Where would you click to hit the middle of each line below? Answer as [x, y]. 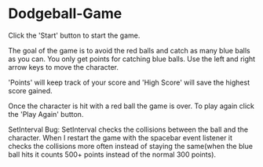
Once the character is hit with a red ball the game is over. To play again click [131, 106]
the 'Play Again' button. [46, 114]
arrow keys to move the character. [64, 67]
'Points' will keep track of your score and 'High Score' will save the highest [129, 82]
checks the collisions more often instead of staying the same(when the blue [131, 146]
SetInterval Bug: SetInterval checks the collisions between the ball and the [128, 129]
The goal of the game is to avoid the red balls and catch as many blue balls [129, 50]
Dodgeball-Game [65, 14]
